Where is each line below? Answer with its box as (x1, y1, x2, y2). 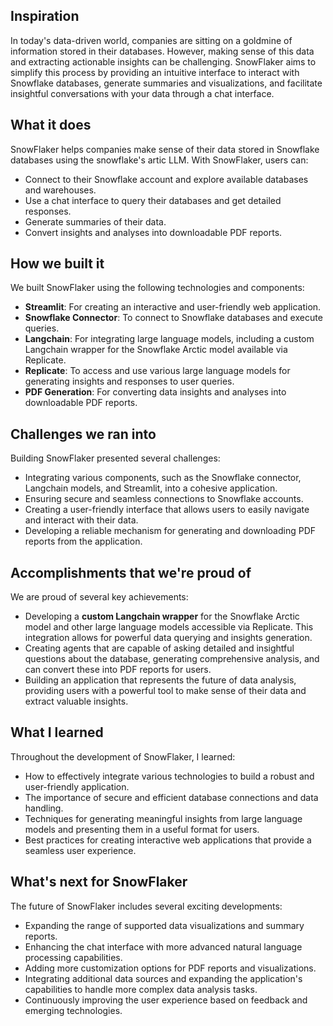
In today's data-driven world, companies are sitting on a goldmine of (10, 34, 293, 46)
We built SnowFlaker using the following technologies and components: (10, 282, 305, 294)
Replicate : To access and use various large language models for (24, 365, 291, 377)
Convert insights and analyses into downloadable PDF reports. (24, 226, 283, 238)
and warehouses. (24, 184, 97, 196)
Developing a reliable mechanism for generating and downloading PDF (24, 525, 316, 537)
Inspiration (10, 8, 80, 25)
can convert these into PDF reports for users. (24, 664, 212, 676)
